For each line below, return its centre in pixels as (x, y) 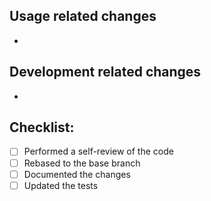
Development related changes (105, 72)
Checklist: (42, 127)
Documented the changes (77, 174)
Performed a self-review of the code (98, 151)
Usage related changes (83, 16)
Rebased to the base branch (82, 163)
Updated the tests (61, 185)
